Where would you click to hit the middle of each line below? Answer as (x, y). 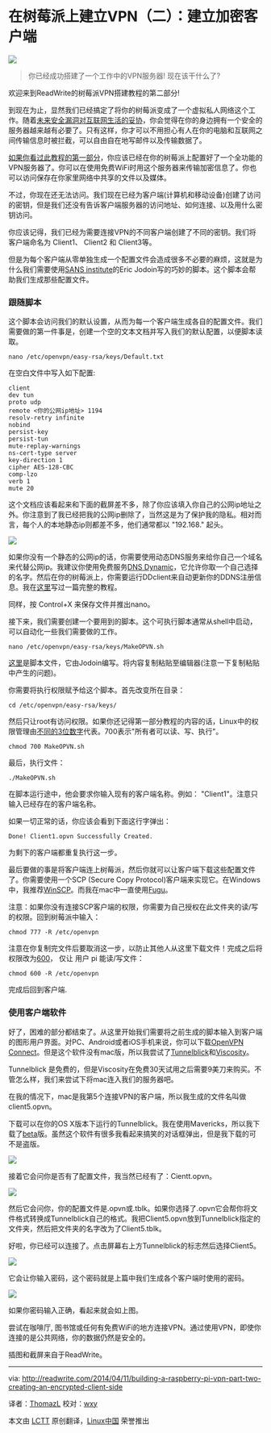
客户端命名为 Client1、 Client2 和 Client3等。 (82, 242)
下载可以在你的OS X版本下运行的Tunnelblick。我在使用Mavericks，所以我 (131, 1123)
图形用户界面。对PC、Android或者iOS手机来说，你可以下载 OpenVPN (129, 1042)
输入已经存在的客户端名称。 (54, 804)
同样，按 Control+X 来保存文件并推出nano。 (81, 604)
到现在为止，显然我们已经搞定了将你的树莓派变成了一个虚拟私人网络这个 (128, 110)
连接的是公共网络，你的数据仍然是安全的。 (79, 1337)
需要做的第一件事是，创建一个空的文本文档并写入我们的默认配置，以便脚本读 (135, 332)
